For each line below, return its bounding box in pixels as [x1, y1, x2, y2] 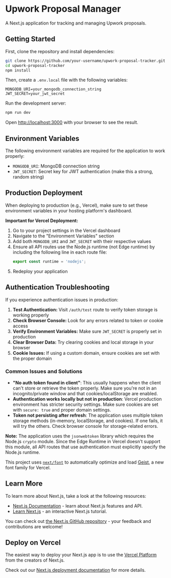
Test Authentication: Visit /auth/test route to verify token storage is [12, 306, 158, 312]
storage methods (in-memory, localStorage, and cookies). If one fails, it [12, 417, 163, 424]
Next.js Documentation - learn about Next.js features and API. [12, 502, 143, 509]
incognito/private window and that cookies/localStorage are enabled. [12, 390, 158, 396]
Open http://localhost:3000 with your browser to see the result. [5, 119, 139, 126]
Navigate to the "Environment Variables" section [12, 233, 114, 239]
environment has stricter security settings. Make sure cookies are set [12, 401, 159, 407]
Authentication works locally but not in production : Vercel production [12, 396, 162, 402]
